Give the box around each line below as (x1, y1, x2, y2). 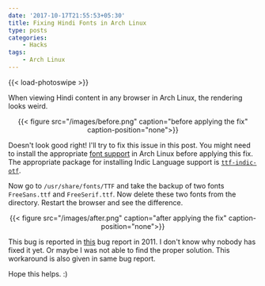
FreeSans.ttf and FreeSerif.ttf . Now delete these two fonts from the (8, 189, 237, 199)
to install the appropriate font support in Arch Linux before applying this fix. (8, 148, 253, 158)
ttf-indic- (221, 158, 257, 166)
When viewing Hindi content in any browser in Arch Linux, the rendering (8, 93, 243, 102)
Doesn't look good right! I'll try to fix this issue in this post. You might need (8, 140, 251, 150)
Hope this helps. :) (8, 269, 68, 278)
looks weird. (8, 101, 48, 111)
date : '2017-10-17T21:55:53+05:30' (8, 11, 126, 20)
